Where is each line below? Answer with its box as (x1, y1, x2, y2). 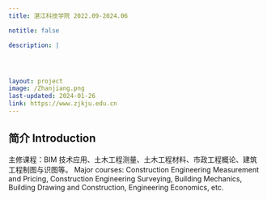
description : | (8, 41, 60, 49)
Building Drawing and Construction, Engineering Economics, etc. (8, 182, 224, 192)
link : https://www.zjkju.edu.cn (8, 100, 117, 108)
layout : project (8, 77, 63, 85)
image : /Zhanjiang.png (8, 84, 85, 93)
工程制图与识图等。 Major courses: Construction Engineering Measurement (8, 164, 260, 174)
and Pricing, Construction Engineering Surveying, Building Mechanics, (8, 173, 243, 183)
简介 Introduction (8, 131, 96, 146)
